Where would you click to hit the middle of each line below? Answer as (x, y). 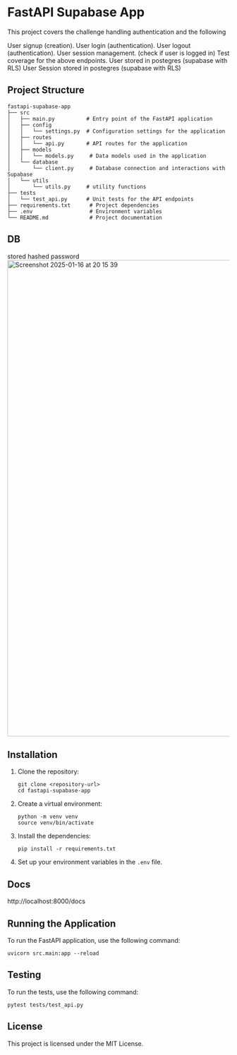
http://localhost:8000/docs (47, 901)
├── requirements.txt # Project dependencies (83, 205)
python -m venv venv (48, 817)
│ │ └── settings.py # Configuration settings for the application (116, 131)
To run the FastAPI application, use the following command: (94, 940)
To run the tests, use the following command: (73, 991)
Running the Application (62, 923)
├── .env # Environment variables (85, 211)
